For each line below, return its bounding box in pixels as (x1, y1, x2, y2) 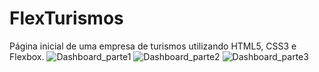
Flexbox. (9, 50, 45, 62)
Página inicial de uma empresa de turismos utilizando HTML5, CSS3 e (9, 40, 297, 52)
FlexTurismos (9, 7, 124, 30)
